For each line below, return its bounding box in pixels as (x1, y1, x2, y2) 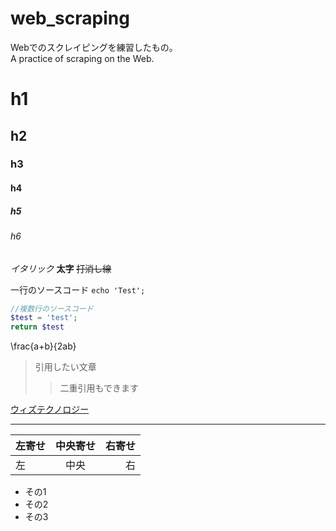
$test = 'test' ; (10, 313, 78, 323)
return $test (10, 322, 65, 332)
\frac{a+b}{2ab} (10, 340, 77, 352)
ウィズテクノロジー (10, 403, 90, 416)
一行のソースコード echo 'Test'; (10, 283, 146, 296)
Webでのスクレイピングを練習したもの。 (10, 41, 178, 53)
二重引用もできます (59, 382, 140, 394)
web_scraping (10, 7, 130, 30)
